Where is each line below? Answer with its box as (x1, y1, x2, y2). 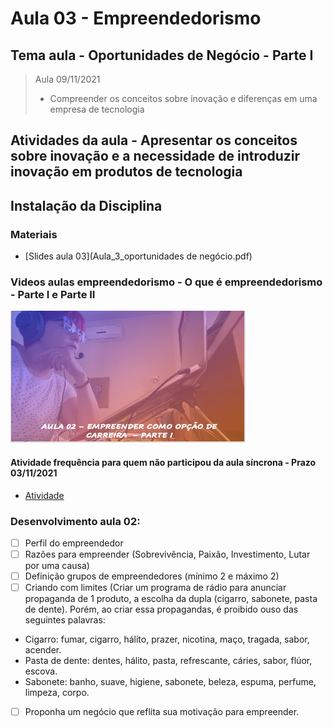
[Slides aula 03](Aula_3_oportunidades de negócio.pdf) (24, 250, 253, 262)
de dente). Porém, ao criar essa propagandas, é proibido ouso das (24, 603, 299, 616)
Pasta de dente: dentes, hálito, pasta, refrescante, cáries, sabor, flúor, (24, 655, 313, 667)
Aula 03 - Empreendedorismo (10, 7, 262, 30)
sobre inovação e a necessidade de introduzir (10, 148, 300, 165)
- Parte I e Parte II (10, 288, 96, 301)
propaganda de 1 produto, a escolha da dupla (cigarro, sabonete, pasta (24, 593, 318, 605)
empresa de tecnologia (49, 103, 145, 115)
